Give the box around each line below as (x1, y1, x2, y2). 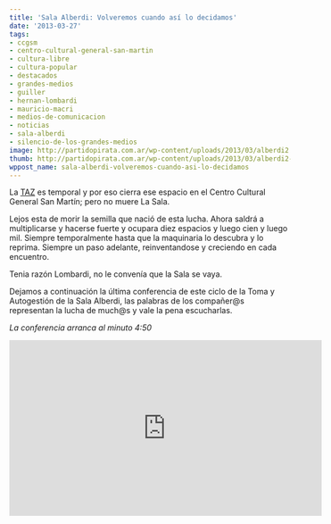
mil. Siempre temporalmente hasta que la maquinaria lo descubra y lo (9, 233, 264, 244)
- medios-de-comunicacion (9, 112, 105, 121)
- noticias (9, 121, 50, 130)
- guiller (9, 87, 46, 96)
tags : (9, 29, 29, 38)
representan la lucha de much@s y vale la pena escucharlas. (9, 305, 233, 316)
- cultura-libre (9, 54, 70, 63)
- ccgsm (9, 37, 38, 47)
